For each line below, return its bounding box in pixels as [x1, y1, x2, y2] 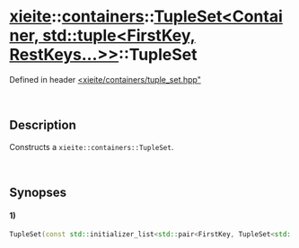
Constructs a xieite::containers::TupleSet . [9, 141, 174, 152]
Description [9, 118, 76, 133]
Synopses [9, 185, 67, 200]
